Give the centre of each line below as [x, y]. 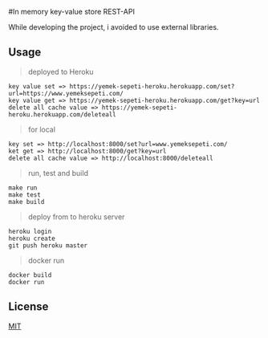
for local [42, 129]
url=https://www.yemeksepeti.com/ [66, 93]
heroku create [32, 238]
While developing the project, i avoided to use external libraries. [114, 27]
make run [23, 188]
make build [26, 202]
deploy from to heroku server [76, 217]
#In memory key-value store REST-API [71, 12]
